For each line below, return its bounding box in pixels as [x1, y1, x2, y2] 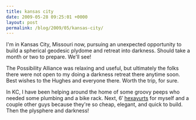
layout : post [6, 19, 38, 25]
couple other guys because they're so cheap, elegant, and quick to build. [6, 101, 183, 108]
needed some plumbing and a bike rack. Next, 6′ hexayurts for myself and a [6, 95, 190, 102]
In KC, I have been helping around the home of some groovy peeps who [6, 88, 180, 95]
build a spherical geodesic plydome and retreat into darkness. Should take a [6, 47, 191, 54]
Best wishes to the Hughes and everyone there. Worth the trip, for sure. [6, 77, 179, 84]
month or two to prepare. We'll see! [6, 53, 92, 60]
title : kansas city [6, 8, 54, 15]
